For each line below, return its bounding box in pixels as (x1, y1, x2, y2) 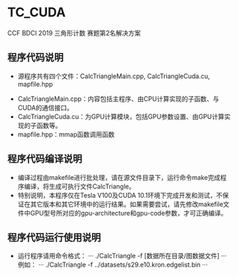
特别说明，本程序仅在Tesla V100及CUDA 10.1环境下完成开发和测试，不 (17, 191, 223, 199)
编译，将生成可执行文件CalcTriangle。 (23, 182, 136, 191)
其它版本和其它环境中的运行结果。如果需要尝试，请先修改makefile (30, 200, 224, 208)
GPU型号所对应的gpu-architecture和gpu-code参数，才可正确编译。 (30, 208, 227, 217)
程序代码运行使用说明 (7, 231, 101, 243)
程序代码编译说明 (7, 153, 82, 165)
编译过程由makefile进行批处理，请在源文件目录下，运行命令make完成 (17, 173, 221, 181)
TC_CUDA (7, 4, 66, 21)
